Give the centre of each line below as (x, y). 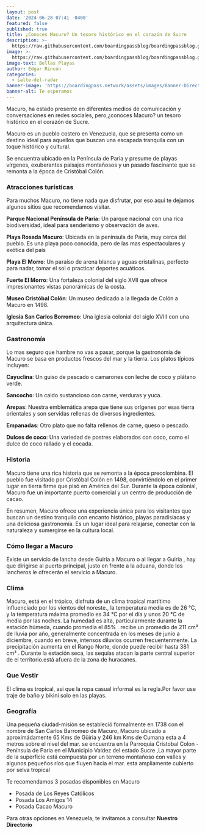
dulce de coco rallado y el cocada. (50, 444)
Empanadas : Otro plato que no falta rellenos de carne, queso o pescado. (98, 425)
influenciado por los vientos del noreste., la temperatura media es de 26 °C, (102, 608)
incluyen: (18, 365)
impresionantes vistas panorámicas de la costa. (66, 287)
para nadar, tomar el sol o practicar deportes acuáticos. (76, 269)
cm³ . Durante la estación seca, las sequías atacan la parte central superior (101, 653)
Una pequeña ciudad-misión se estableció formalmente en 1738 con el (95, 724)
